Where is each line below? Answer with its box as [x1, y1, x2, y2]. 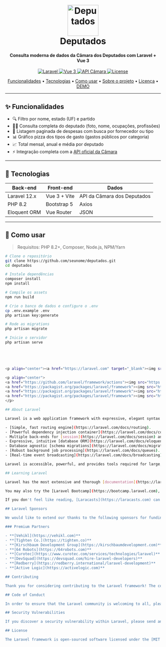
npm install [5, 281, 30, 286]
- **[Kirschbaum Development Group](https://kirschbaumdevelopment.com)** [5, 542, 163, 547]
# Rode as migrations [5, 322, 50, 327]
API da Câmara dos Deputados [79, 193, 151, 200]
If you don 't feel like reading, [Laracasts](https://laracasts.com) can [5, 497, 161, 502]
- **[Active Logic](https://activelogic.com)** [5, 566, 105, 571]
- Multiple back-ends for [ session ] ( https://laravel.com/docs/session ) [5, 434, 156, 439]
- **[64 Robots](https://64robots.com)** [5, 547, 92, 552]
